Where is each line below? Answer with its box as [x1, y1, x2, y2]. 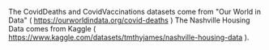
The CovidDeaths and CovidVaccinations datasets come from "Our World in [8, 7, 262, 16]
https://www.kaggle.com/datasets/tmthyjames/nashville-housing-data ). [8, 32, 250, 42]
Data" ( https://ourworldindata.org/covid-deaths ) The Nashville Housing [8, 15, 250, 25]
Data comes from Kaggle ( [8, 24, 96, 33]
